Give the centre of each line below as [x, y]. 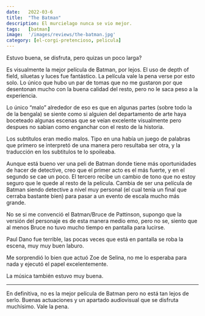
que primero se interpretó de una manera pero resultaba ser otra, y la [94, 145]
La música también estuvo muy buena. [55, 276]
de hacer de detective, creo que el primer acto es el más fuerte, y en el [95, 170]
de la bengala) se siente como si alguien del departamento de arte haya [96, 114]
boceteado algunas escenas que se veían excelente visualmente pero [94, 120]
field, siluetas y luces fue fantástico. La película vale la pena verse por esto [101, 76]
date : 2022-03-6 [30, 12]
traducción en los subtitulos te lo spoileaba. [61, 152]
